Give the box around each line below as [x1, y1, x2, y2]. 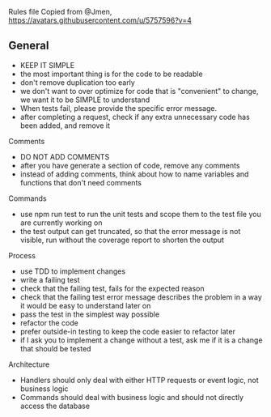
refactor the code [19, 317, 78, 327]
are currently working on [19, 218, 103, 228]
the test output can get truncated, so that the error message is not [19, 226, 241, 236]
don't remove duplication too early [19, 77, 135, 87]
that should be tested [19, 343, 91, 353]
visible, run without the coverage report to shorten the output [19, 235, 225, 245]
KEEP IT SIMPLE [19, 60, 75, 70]
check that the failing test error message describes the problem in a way [19, 291, 263, 302]
